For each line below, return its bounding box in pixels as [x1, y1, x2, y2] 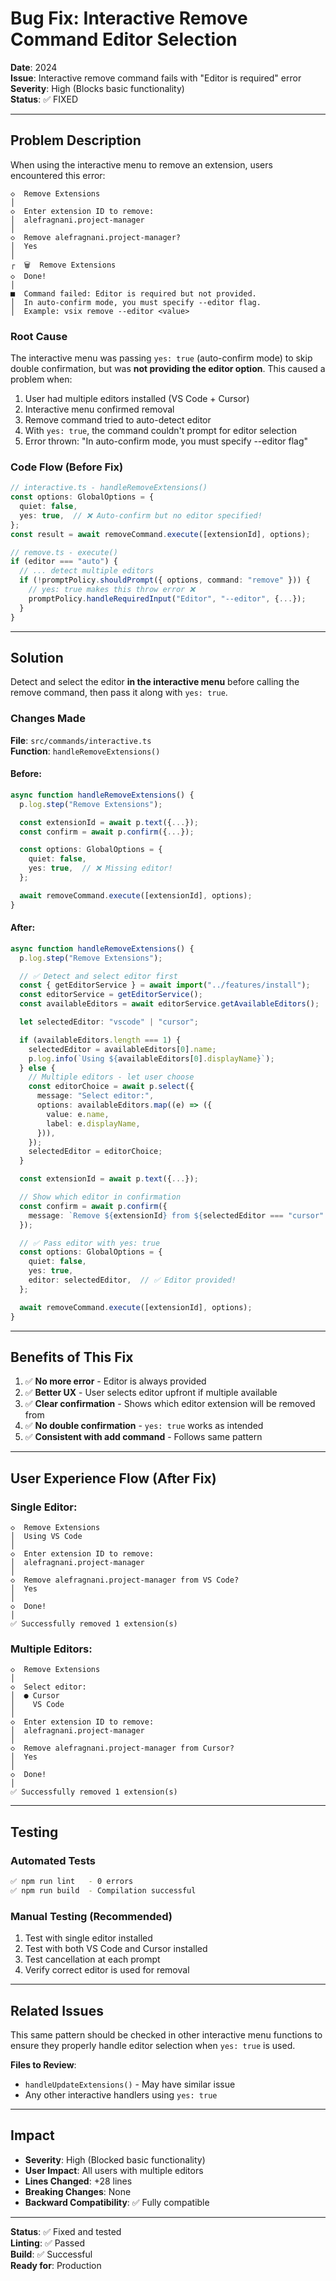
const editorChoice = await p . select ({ [28, 1082, 195, 1092]
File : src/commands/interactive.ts [10, 734, 152, 746]
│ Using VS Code [10, 1532, 83, 1542]
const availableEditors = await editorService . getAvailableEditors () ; [19, 999, 320, 1009]
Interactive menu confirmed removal [24, 403, 175, 416]
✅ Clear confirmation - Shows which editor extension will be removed [24, 1398, 316, 1410]
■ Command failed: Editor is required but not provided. [10, 288, 257, 299]
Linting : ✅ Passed [10, 2237, 85, 2249]
